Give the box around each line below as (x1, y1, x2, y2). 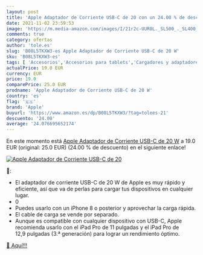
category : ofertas (6, 37, 53, 43)
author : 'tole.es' (6, 43, 53, 49)
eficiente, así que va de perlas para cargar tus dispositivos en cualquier (14, 185, 193, 193)
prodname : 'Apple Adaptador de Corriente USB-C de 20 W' (6, 87, 153, 93)
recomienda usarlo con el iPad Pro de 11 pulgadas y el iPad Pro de (14, 224, 179, 231)
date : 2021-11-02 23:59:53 (6, 20, 74, 26)
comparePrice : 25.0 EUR (6, 82, 66, 88)
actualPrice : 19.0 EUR (6, 65, 63, 71)
